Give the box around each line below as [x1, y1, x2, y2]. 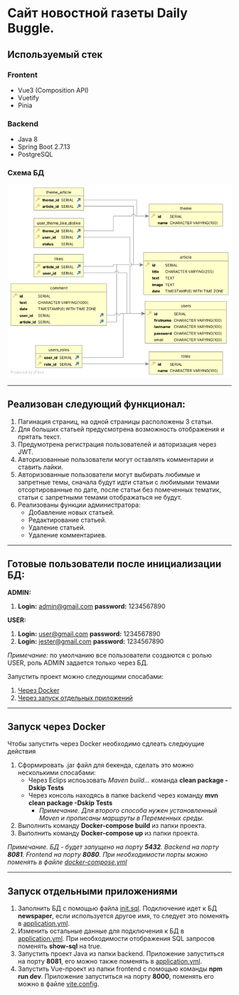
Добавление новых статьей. [28, 507, 115, 517]
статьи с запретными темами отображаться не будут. [17, 493, 183, 501]
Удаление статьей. [28, 523, 86, 532]
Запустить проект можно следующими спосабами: [7, 672, 164, 680]
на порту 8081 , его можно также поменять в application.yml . [17, 957, 203, 966]
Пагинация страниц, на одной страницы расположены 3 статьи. [17, 417, 213, 426]
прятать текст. [17, 432, 62, 441]
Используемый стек [7, 48, 103, 60]
